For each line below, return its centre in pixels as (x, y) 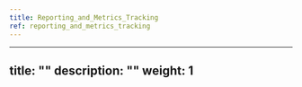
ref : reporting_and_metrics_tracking (80, 26)
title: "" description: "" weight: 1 (102, 70)
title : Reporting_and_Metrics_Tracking (84, 17)
